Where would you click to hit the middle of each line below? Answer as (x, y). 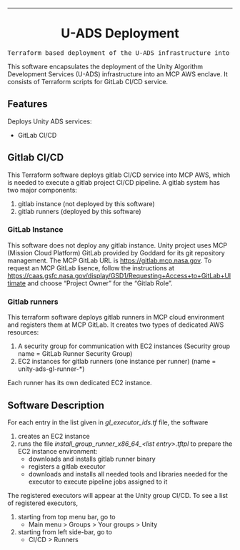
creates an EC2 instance (54, 436)
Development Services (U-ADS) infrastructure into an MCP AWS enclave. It (118, 74)
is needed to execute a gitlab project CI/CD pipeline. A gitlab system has (114, 182)
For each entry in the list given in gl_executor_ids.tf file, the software (108, 422)
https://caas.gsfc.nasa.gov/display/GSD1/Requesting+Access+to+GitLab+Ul (119, 275)
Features (27, 104)
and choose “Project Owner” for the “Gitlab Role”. (100, 283)
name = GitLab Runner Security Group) (75, 354)
